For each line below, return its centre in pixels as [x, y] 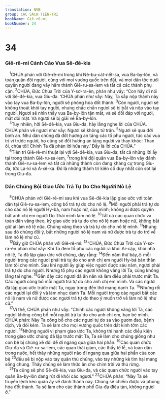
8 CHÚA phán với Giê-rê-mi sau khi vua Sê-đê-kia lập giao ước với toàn [81, 198]
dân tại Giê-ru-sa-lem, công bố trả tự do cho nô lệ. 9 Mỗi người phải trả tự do [82, 204]
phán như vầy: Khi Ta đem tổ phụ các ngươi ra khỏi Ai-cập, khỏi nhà [86, 248]
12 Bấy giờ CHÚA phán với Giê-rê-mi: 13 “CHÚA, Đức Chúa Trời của [76, 243]
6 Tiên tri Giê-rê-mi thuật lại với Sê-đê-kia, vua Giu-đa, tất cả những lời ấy [83, 152]
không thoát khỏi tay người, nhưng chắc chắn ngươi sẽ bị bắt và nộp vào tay [82, 108]
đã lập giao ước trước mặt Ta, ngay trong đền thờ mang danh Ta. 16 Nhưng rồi [83, 287]
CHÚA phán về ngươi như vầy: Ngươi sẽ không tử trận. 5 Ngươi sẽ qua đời [79, 130]
